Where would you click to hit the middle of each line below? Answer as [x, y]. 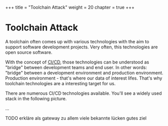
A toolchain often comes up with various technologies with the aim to [77, 41]
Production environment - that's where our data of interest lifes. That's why [84, 78]
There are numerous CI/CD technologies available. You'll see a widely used [83, 93]
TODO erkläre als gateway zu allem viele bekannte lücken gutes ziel [76, 118]
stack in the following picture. [36, 98]
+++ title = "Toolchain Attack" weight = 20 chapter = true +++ [70, 7]
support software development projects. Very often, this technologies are [81, 47]
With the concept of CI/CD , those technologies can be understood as [77, 62]
